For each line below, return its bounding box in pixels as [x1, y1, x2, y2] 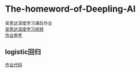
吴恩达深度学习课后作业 [5, 20, 52, 26]
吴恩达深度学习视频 [5, 26, 44, 32]
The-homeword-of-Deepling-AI [5, 3, 136, 15]
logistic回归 [5, 48, 41, 56]
